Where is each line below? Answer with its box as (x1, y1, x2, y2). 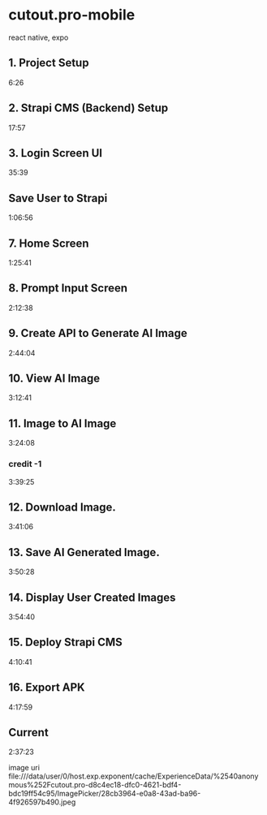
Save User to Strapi (8, 191, 108, 205)
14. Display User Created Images (8, 590, 176, 604)
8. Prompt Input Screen (8, 282, 128, 295)
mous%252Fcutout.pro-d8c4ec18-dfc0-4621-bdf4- (8, 780, 182, 790)
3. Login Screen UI (8, 146, 103, 160)
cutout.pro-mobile (8, 6, 136, 24)
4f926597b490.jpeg (8, 797, 76, 807)
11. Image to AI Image (8, 416, 117, 430)
